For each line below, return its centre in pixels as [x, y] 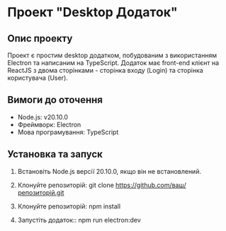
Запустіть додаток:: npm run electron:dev [79, 220]
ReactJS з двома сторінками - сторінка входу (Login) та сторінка [105, 70]
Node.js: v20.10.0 [43, 117]
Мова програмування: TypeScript [68, 132]
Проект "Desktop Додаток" [93, 12]
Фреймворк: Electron [49, 124]
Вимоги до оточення [55, 100]
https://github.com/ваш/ [151, 185]
